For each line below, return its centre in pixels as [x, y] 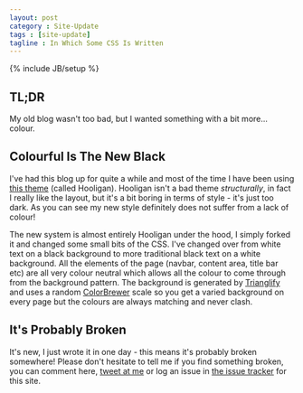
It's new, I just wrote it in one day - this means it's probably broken [133, 351]
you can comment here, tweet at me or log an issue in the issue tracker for [148, 370]
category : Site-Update [54, 26]
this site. [25, 380]
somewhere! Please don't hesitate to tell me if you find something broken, [147, 361]
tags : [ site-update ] [50, 34]
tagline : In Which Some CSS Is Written [87, 43]
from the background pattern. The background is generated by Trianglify [145, 282]
